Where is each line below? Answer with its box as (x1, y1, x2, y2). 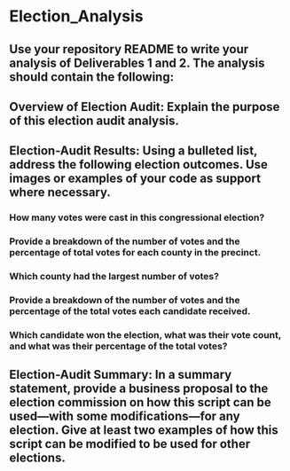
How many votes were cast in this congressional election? (9, 211, 265, 224)
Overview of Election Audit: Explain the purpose (9, 99, 280, 114)
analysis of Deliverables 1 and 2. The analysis (9, 55, 265, 70)
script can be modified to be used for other (9, 436, 251, 451)
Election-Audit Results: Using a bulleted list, (9, 144, 258, 159)
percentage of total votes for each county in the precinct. (9, 247, 262, 259)
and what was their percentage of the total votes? (9, 340, 228, 352)
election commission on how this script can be (9, 395, 272, 410)
